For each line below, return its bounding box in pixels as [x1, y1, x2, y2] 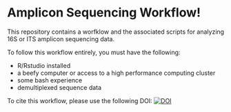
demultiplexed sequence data [17, 83, 102, 91]
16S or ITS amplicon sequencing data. [7, 34, 115, 43]
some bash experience [17, 76, 83, 84]
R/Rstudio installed [17, 61, 71, 69]
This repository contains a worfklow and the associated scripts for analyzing [7, 27, 225, 36]
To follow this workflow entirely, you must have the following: [7, 48, 181, 56]
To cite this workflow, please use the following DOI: [7, 96, 153, 104]
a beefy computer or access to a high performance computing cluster [17, 69, 216, 77]
